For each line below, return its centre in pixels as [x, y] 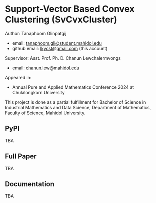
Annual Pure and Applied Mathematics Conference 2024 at [73, 87]
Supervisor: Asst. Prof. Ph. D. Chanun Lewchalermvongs [63, 58]
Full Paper [21, 157]
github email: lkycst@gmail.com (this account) [60, 48]
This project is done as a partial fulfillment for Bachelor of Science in [76, 102]
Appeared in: [18, 77]
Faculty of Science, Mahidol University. [45, 113]
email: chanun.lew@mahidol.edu [46, 68]
